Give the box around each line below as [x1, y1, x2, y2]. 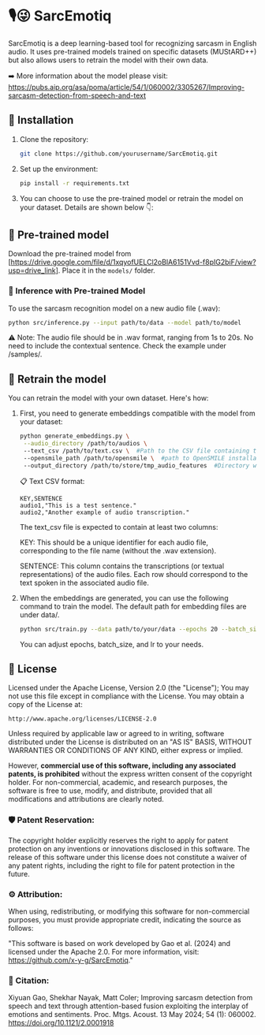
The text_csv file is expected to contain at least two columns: [19, 522, 218, 531]
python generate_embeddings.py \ [19, 432, 130, 441]
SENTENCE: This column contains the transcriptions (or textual [19, 561, 225, 571]
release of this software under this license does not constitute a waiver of [8, 852, 247, 862]
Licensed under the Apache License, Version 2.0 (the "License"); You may [8, 683, 250, 693]
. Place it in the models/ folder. [58, 266, 155, 275]
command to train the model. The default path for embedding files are [19, 601, 247, 611]
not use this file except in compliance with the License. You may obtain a [8, 691, 244, 701]
